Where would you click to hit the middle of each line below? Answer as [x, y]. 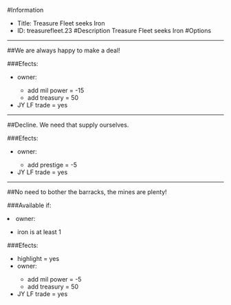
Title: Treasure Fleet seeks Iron [61, 23]
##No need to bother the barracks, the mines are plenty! [87, 192]
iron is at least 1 [39, 232]
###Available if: [29, 205]
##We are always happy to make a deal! [64, 50]
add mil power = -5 [54, 279]
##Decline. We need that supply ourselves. [68, 125]
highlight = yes [38, 259]
